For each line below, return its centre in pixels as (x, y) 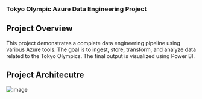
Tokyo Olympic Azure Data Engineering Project (77, 9)
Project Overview (39, 29)
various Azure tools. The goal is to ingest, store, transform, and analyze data (101, 49)
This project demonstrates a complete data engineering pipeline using (93, 43)
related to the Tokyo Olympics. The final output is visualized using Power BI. (100, 56)
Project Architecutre (45, 75)
